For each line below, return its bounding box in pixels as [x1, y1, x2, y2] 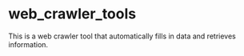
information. [8, 39, 49, 49]
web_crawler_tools [8, 5, 137, 23]
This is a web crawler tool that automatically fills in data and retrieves [8, 31, 236, 41]
